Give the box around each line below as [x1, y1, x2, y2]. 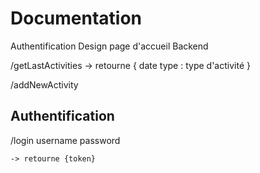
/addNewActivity [10, 78, 79, 91]
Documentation [10, 7, 143, 30]
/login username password [10, 134, 121, 146]
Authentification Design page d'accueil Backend [10, 40, 209, 52]
